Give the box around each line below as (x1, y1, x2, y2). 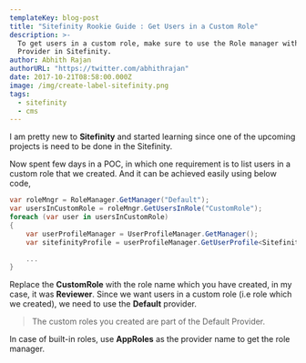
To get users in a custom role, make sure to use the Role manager (17, 38, 280, 48)
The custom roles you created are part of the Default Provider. (31, 316, 266, 328)
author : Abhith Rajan (9, 55, 92, 65)
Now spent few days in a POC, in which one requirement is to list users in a (9, 158, 291, 169)
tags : (9, 89, 30, 98)
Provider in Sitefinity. (17, 47, 112, 56)
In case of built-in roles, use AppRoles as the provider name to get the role (9, 334, 291, 345)
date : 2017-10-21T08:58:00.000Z (9, 73, 132, 82)
